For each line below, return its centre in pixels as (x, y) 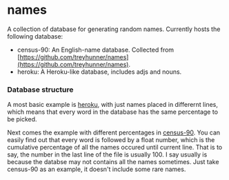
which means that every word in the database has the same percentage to (113, 112)
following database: (35, 36)
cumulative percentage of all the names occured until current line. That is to (115, 148)
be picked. (22, 119)
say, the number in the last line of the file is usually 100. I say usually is (107, 154)
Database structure (40, 90)
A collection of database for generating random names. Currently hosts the (114, 29)
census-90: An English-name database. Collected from (96, 50)
